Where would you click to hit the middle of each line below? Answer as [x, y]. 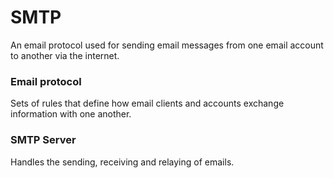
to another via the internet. [65, 55]
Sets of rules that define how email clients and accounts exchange [147, 103]
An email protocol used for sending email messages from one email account [167, 45]
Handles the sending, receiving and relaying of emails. [122, 162]
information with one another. [71, 114]
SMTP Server [43, 140]
